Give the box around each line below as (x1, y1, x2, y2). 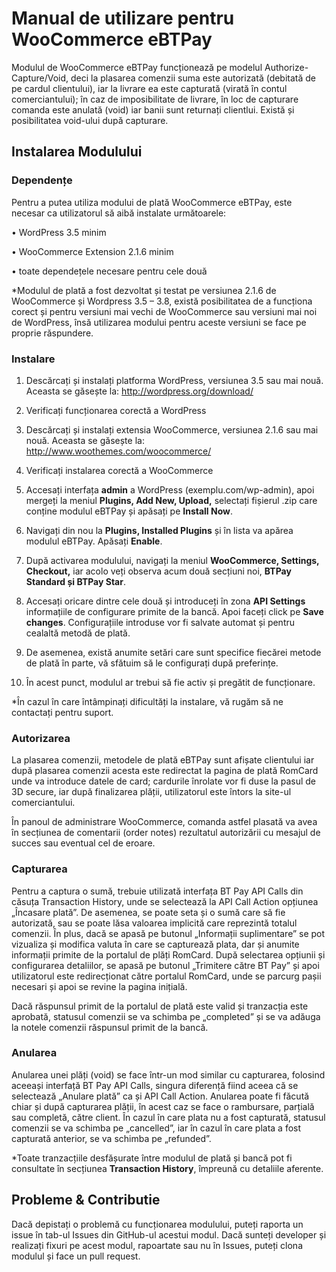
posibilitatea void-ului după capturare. (11, 114, 169, 126)
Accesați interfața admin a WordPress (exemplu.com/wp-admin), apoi (25, 483, 315, 496)
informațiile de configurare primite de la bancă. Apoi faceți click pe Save (25, 605, 324, 617)
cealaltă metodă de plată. (25, 627, 131, 639)
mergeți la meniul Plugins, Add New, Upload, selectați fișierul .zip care (25, 494, 318, 506)
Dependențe (11, 173, 73, 187)
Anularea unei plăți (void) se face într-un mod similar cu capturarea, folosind (11, 1068, 326, 1081)
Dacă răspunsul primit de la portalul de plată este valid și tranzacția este (11, 1000, 309, 1012)
